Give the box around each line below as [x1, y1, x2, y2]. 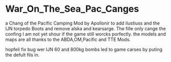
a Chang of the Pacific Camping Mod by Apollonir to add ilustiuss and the [5, 20, 160, 26]
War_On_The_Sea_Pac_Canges [5, 3, 139, 15]
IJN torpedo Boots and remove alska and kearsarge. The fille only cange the [5, 25, 166, 31]
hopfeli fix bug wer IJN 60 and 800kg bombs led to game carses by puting [5, 46, 163, 52]
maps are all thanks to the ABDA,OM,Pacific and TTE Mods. [5, 36, 131, 43]
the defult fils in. [5, 52, 40, 58]
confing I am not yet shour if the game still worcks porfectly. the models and [5, 31, 166, 37]
